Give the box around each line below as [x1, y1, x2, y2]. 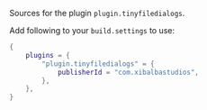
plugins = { [25, 50, 70, 60]
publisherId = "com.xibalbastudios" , [57, 68, 200, 77]
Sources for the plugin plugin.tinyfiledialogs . [9, 8, 185, 18]
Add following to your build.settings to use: [9, 25, 175, 35]
